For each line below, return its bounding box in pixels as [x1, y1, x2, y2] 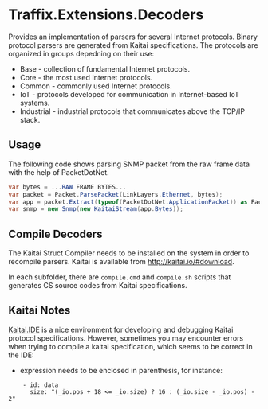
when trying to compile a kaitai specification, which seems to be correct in [8, 341, 253, 351]
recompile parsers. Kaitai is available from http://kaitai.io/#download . [8, 257, 235, 267]
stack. [19, 115, 41, 124]
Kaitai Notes [8, 304, 71, 317]
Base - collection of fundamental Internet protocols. [19, 64, 190, 73]
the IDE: [8, 350, 34, 360]
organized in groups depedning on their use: [8, 49, 155, 58]
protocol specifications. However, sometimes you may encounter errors [8, 333, 244, 343]
